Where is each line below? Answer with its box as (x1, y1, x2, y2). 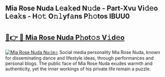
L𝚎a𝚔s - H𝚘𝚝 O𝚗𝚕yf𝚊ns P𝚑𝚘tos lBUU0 (5, 12, 130, 21)
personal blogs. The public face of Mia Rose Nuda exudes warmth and (5, 61, 153, 66)
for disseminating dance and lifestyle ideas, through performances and (5, 55, 154, 61)
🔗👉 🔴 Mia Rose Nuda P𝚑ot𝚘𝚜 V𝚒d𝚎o (5, 33, 125, 42)
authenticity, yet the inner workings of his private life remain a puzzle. (5, 66, 151, 72)
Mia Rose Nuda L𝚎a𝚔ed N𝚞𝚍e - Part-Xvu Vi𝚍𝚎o (5, 4, 158, 13)
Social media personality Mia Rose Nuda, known (59, 49, 160, 55)
